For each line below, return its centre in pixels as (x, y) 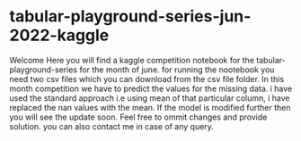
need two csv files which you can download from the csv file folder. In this (147, 79)
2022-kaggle (59, 35)
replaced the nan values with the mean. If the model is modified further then (150, 107)
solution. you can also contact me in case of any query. (111, 126)
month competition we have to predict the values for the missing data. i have (151, 88)
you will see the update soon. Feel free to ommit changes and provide (138, 117)
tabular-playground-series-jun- (130, 17)
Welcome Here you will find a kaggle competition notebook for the (132, 60)
